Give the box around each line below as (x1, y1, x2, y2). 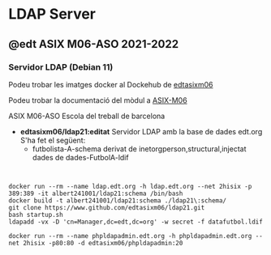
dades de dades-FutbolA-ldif (32, 152, 129, 162)
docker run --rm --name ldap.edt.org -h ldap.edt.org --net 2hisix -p (8, 182, 252, 190)
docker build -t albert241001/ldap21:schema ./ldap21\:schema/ (8, 196, 227, 205)
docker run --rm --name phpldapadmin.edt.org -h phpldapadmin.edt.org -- (8, 232, 264, 240)
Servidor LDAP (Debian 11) (8, 62, 114, 73)
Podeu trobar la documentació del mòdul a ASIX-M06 (8, 95, 188, 105)
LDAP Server (8, 5, 96, 23)
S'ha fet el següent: (19, 135, 86, 145)
